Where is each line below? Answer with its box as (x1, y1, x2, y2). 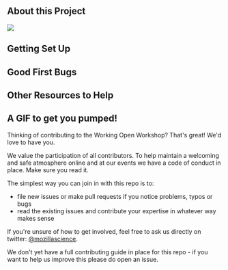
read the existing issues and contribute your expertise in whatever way (16, 206, 216, 215)
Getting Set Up (7, 43, 70, 55)
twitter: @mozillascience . (7, 234, 79, 243)
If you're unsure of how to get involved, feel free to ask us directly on (7, 227, 201, 235)
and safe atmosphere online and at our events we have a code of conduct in (7, 159, 221, 167)
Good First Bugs (7, 66, 77, 78)
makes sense (16, 214, 55, 222)
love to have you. (7, 138, 55, 146)
